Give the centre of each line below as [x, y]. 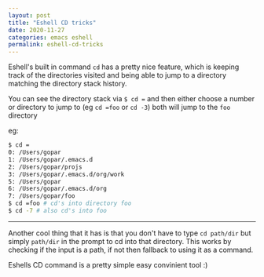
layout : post [29, 15]
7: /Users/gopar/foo [42, 196]
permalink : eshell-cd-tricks [56, 45]
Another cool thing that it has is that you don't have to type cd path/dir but [130, 233]
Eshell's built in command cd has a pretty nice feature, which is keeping [124, 67]
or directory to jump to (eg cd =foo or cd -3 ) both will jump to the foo [119, 108]
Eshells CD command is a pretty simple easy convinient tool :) [108, 264]
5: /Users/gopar [35, 181]
